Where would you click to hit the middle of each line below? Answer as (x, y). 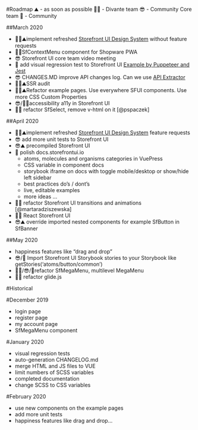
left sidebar (37, 178)
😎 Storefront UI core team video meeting (65, 58)
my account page (36, 324)
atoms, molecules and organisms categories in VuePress (93, 158)
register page (31, 318)
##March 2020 (25, 27)
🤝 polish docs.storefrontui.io (49, 152)
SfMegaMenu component (46, 330)
